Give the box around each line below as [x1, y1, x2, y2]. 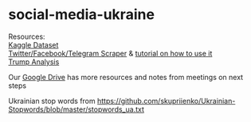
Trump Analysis [8, 57, 60, 67]
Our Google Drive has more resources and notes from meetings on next [8, 72, 244, 82]
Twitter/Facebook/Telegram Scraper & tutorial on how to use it [8, 48, 213, 58]
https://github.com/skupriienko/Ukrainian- [96, 96, 236, 105]
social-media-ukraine [8, 6, 155, 24]
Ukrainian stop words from [8, 96, 96, 105]
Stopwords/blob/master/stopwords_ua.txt [8, 105, 145, 114]
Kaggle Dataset [8, 40, 59, 49]
